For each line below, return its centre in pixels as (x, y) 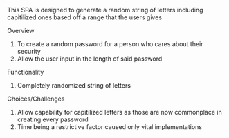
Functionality (26, 72)
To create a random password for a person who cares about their (110, 44)
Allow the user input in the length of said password (90, 59)
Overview (21, 31)
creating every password (53, 119)
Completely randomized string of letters (74, 85)
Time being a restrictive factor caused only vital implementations (110, 127)
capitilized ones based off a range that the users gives (85, 17)
